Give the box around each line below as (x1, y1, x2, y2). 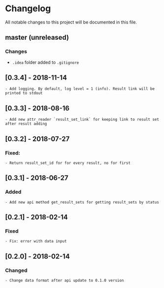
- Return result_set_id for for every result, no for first (5, 160, 131, 165)
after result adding (5, 121, 48, 127)
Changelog (5, 3, 51, 14)
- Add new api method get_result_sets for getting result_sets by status (5, 200, 160, 205)
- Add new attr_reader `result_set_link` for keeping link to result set (5, 117, 160, 122)
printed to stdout (5, 91, 43, 96)
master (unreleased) (5, 33, 69, 42)
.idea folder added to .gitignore (12, 59, 80, 65)
